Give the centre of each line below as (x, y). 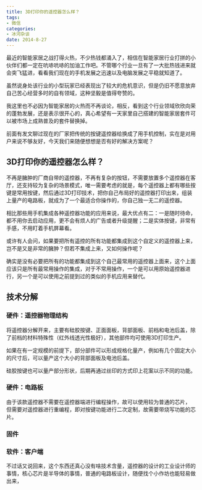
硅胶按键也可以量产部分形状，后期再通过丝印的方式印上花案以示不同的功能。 (101, 370)
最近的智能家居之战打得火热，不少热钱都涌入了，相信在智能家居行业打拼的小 (101, 57)
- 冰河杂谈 (18, 34)
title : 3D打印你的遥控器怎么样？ (43, 12)
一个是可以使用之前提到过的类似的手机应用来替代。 (85, 276)
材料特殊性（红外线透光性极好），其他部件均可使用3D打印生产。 (106, 337)
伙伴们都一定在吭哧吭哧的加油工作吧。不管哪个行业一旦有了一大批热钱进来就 (101, 65)
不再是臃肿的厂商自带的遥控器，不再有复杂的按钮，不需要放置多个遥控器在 (98, 178)
